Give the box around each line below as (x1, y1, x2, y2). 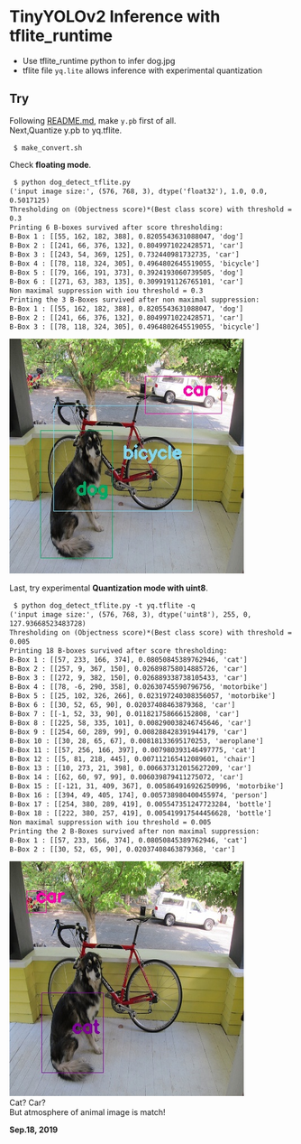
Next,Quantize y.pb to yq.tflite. (9, 125, 123, 135)
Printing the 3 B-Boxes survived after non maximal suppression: (9, 295, 260, 304)
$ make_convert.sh (13, 143, 83, 153)
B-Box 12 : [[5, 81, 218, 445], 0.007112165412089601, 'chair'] (9, 754, 256, 764)
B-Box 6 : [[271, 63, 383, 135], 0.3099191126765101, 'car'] (9, 277, 244, 286)
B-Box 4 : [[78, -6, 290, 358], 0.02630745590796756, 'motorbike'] (9, 682, 269, 692)
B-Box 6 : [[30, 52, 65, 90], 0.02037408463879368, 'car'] (9, 700, 236, 710)
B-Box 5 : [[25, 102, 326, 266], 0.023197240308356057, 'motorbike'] (9, 691, 277, 701)
